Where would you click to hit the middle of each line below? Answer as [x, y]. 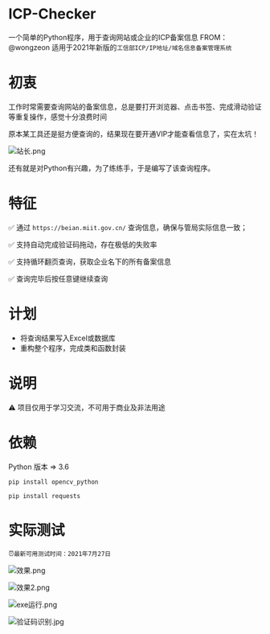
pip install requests [45, 496]
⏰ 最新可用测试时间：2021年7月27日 [59, 553]
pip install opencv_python [53, 482]
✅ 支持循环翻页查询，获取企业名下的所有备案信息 [90, 261]
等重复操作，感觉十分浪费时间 [57, 117]
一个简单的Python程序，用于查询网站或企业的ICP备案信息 [103, 37]
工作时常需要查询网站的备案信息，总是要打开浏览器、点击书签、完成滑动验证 [135, 106]
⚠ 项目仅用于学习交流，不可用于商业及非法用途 [87, 407]
